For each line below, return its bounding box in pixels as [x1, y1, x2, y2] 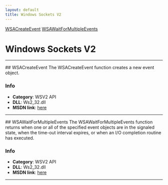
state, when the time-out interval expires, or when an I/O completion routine [5, 129, 161, 135]
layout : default [5, 7, 39, 13]
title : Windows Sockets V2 [5, 12, 61, 17]
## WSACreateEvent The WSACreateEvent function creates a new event [5, 65, 154, 71]
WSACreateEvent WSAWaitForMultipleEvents [5, 26, 98, 32]
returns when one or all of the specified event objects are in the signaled [5, 124, 155, 130]
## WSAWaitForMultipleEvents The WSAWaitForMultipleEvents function [5, 119, 153, 125]
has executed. [5, 135, 34, 141]
